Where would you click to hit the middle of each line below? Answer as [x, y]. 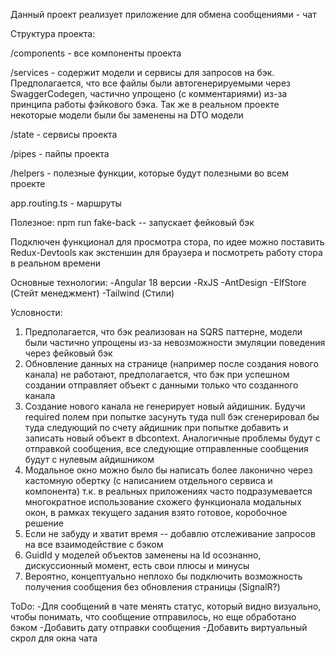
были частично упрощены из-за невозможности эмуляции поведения [175, 342]
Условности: [36, 312]
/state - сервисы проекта [64, 134]
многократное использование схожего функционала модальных [163, 502]
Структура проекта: [53, 33]
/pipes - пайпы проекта [60, 153]
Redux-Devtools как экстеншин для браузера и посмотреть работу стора [166, 252]
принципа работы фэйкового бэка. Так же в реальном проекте [145, 104]
